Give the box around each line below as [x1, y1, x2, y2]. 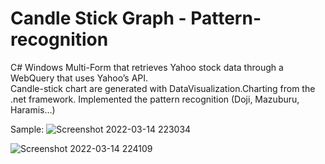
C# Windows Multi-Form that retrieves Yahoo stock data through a [10, 61, 284, 73]
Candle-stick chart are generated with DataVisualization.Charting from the [10, 82, 316, 94]
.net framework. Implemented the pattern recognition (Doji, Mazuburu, [10, 93, 300, 105]
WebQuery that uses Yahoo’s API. [10, 72, 149, 84]
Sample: [10, 123, 45, 135]
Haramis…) [10, 103, 56, 116]
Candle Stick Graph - [10, 7, 187, 30]
